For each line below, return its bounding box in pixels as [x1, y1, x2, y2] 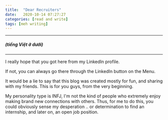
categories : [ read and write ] [5, 16, 68, 21]
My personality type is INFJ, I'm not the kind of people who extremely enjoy [5, 93, 161, 99]
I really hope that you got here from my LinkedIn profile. [5, 58, 120, 65]
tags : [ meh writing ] [5, 21, 48, 26]
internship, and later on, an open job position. [5, 109, 99, 115]
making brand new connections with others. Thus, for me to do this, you [5, 98, 154, 104]
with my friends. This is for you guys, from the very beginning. [5, 83, 133, 89]
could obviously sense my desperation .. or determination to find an [5, 103, 144, 110]
